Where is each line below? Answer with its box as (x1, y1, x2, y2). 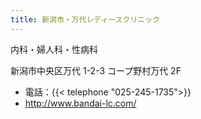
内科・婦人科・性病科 (10, 43, 98, 55)
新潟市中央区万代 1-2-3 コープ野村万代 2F (10, 64, 182, 76)
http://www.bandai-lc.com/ (24, 97, 137, 109)
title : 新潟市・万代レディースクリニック (10, 14, 160, 25)
